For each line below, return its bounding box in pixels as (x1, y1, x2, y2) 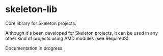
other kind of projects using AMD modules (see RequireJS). (5, 35, 130, 41)
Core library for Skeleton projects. (5, 20, 76, 26)
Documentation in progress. (5, 45, 64, 51)
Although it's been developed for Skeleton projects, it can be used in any (5, 30, 158, 36)
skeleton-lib (5, 4, 58, 15)
